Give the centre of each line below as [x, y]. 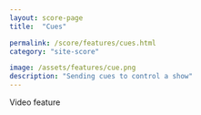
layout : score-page [46, 18]
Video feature [35, 102]
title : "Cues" [38, 26]
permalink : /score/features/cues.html [83, 43]
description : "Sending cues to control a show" [101, 77]
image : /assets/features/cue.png [73, 68]
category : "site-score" [55, 51]
